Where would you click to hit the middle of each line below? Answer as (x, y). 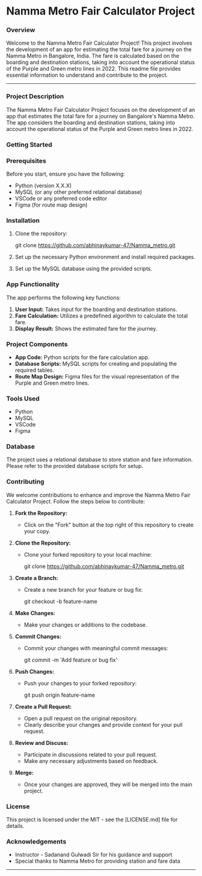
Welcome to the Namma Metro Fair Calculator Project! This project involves (99, 43)
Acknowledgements (36, 842)
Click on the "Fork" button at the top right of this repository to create (109, 525)
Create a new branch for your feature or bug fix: (83, 589)
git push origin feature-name (59, 695)
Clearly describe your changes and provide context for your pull (103, 724)
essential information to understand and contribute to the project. (87, 75)
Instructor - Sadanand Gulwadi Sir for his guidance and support (93, 855)
